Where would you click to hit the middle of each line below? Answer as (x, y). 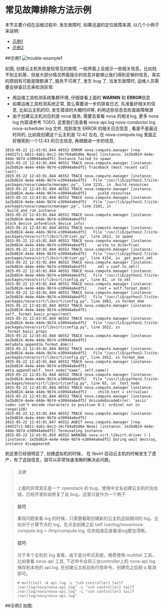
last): (12, 172)
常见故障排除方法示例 (49, 10)
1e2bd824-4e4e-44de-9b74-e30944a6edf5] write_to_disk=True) (72, 245)
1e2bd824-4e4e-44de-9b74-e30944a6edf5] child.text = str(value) (77, 392)
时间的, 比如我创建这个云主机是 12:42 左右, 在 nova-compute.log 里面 (82, 134)
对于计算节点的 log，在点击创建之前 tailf (62, 525)
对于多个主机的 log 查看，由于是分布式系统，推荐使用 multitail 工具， (87, 555)
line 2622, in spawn (112, 236)
